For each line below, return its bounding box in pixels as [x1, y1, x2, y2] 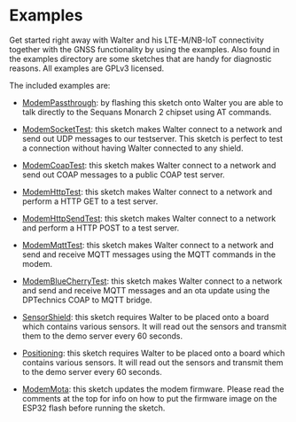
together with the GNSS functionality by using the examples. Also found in [9, 43, 280, 54]
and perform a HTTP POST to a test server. [21, 223, 180, 233]
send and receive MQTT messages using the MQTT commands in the [21, 249, 277, 260]
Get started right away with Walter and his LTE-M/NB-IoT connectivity [9, 35, 264, 45]
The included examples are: [9, 80, 111, 90]
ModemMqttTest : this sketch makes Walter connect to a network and [21, 239, 275, 250]
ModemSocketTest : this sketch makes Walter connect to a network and [21, 123, 283, 134]
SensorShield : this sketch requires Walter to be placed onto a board [21, 311, 269, 322]
